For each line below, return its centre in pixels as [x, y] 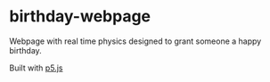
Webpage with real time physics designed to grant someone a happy [135, 41]
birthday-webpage [80, 16]
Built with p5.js [36, 68]
